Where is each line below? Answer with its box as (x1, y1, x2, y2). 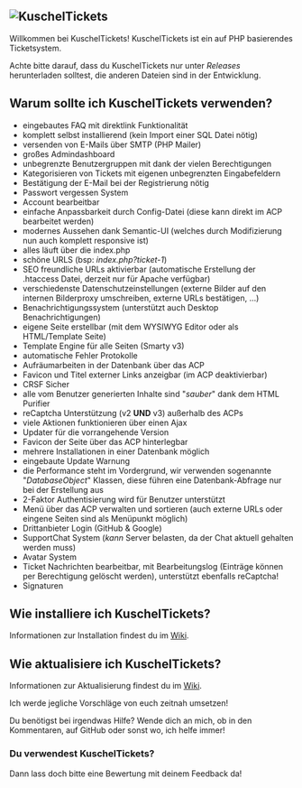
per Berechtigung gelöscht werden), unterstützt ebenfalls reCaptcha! (22, 570, 279, 581)
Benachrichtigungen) (22, 311, 101, 322)
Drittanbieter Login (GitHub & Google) (22, 523, 162, 533)
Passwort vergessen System (22, 187, 129, 198)
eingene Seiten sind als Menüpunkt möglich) (22, 513, 188, 524)
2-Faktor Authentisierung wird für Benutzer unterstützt (22, 494, 225, 505)
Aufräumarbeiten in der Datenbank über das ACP (22, 359, 206, 370)
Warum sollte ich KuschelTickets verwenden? (9, 96, 273, 111)
